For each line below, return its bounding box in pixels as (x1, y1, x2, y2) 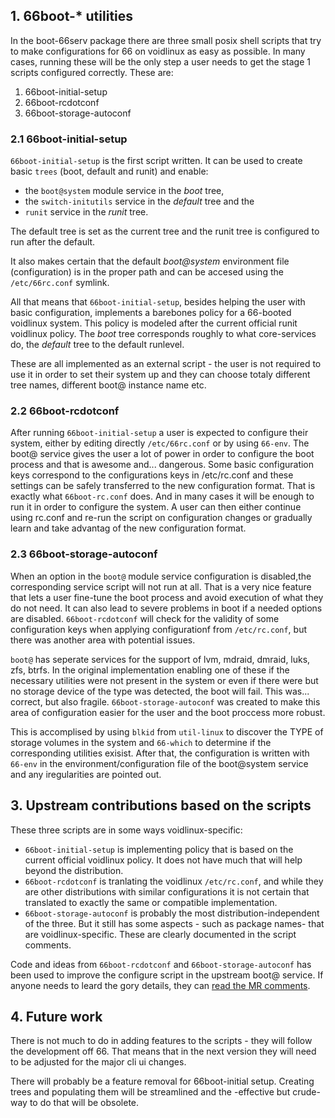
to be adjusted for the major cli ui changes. (10, 1056, 187, 1068)
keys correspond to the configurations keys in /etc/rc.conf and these (10, 469, 294, 481)
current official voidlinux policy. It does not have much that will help (24, 854, 303, 866)
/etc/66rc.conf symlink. (10, 277, 110, 289)
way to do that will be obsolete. (10, 1097, 140, 1109)
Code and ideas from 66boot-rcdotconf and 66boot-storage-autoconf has (10, 958, 312, 970)
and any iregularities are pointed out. (10, 768, 162, 780)
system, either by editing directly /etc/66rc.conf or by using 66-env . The (10, 437, 310, 449)
